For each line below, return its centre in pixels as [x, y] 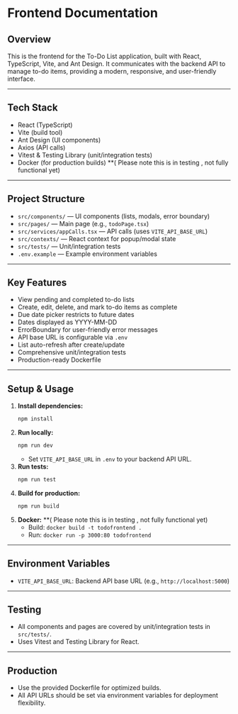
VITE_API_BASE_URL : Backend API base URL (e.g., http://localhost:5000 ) [124, 581]
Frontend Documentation [83, 13]
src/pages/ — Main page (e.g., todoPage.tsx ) [83, 223]
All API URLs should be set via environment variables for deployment [118, 696]
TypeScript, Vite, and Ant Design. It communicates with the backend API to [117, 64]
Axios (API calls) [41, 147]
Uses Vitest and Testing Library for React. [78, 642]
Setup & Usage [41, 389]
